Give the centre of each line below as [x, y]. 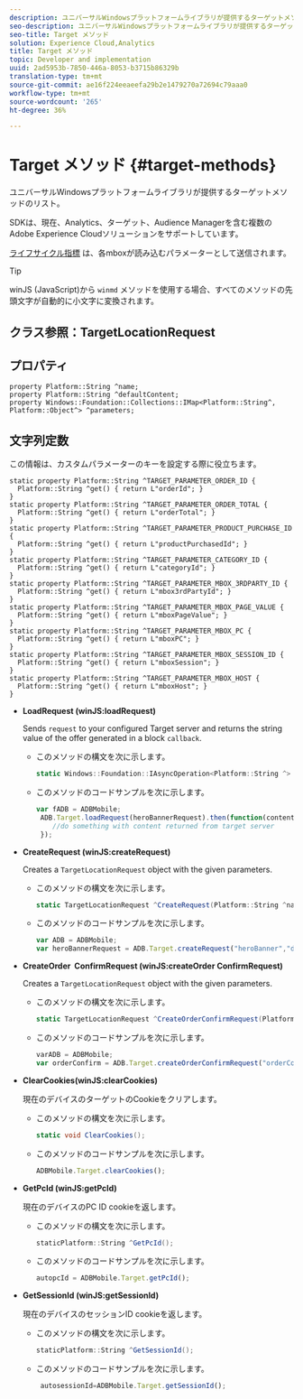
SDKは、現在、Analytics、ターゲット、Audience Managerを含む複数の [141, 223]
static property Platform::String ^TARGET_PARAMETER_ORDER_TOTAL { [139, 505]
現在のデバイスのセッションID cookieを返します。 [115, 1314]
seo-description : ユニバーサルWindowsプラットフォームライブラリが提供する [138, 26]
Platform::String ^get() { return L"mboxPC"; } [109, 639]
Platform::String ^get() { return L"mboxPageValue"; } [123, 616]
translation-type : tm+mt [56, 77]
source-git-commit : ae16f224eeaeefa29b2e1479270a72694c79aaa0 [129, 85]
